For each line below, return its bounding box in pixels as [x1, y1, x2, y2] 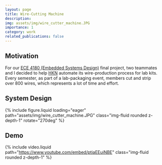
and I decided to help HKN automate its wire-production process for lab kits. [5, 70, 158, 75]
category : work [5, 30, 36, 34]
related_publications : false [5, 34, 64, 39]
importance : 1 [5, 25, 34, 30]
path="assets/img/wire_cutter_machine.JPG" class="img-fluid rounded [5, 112, 147, 118]
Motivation [5, 52, 39, 60]
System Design [5, 94, 52, 103]
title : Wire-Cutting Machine [5, 12, 64, 16]
